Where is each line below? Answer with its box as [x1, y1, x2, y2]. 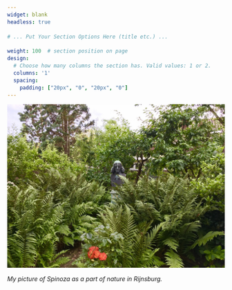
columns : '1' [13, 69, 51, 76]
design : [7, 55, 30, 62]
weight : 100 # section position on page [7, 48, 128, 55]
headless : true [7, 18, 51, 26]
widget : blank [7, 11, 48, 18]
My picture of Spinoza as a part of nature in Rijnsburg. [7, 275, 163, 283]
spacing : [13, 77, 39, 84]
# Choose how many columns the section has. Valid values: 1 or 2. [13, 62, 212, 69]
